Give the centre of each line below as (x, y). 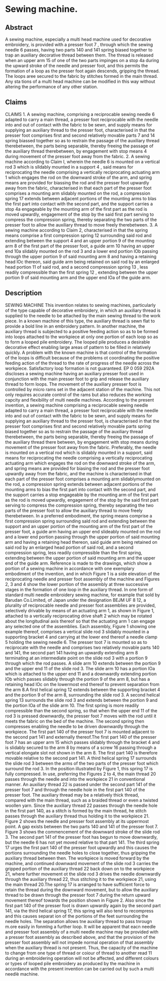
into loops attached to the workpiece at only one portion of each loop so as (82, 337)
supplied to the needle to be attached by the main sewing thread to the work (83, 315)
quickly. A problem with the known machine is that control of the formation (81, 352)
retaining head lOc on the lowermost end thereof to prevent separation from (82, 684)
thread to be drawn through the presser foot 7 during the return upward (78, 895)
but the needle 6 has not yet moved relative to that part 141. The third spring (82, 842)
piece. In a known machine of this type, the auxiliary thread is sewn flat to (80, 321)
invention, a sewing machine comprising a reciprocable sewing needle (77, 405)
